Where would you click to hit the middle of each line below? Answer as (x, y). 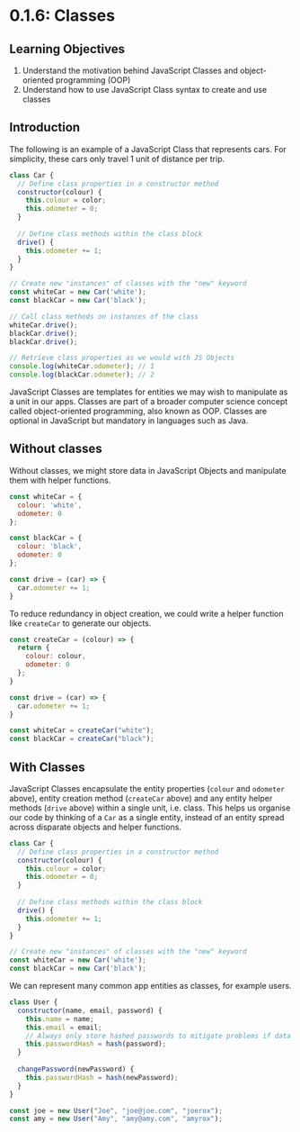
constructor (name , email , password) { (90, 1010)
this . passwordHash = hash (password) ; (96, 1044)
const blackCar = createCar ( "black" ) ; (82, 739)
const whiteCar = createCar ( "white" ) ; (82, 730)
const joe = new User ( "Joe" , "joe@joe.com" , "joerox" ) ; (116, 1110)
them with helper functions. (60, 480)
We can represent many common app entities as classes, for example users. (150, 986)
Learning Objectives (67, 49)
